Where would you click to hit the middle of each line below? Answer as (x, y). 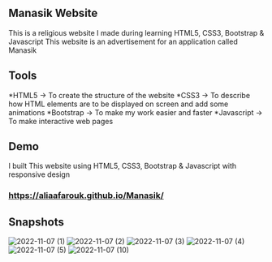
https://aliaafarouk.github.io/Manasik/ (86, 195)
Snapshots (37, 222)
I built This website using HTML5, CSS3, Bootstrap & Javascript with (123, 166)
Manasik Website (53, 13)
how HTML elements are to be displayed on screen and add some (119, 104)
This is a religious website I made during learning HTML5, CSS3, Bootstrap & (136, 32)
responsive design (39, 174)
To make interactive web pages (61, 121)
